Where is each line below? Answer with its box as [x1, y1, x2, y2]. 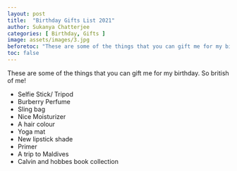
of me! [7, 76, 26, 84]
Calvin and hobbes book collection [17, 157, 119, 165]
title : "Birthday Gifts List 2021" [7, 17, 115, 24]
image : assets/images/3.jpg [7, 37, 90, 44]
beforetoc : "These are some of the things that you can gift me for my [7, 43, 222, 50]
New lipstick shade [17, 134, 73, 143]
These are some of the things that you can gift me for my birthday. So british [7, 68, 229, 77]
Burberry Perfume [17, 97, 71, 106]
